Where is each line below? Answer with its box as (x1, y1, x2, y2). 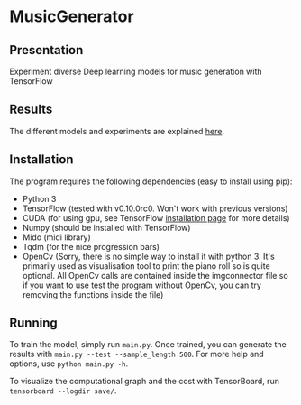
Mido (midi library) (22, 232, 92, 243)
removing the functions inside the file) (22, 289, 164, 299)
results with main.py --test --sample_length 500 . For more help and (9, 349, 264, 360)
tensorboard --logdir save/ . (9, 385, 117, 396)
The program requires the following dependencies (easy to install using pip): (9, 176, 293, 187)
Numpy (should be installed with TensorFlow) (22, 222, 191, 233)
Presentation (9, 42, 84, 58)
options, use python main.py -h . (9, 358, 129, 369)
